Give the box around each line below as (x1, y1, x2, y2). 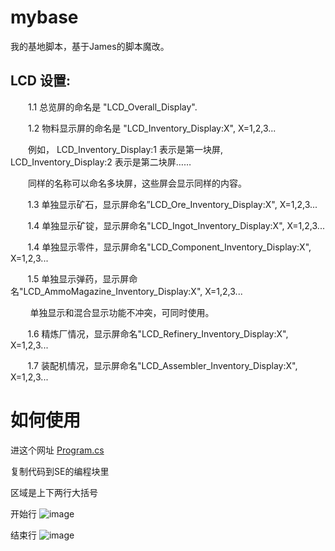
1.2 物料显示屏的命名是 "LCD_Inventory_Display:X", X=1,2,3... (27, 122, 277, 134)
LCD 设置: (10, 72, 71, 90)
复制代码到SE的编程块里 (10, 465, 110, 477)
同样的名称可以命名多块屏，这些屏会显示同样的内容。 (27, 177, 247, 189)
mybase (10, 6, 79, 29)
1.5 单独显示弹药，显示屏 (27, 272, 130, 285)
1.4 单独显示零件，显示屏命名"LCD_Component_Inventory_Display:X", (27, 241, 312, 253)
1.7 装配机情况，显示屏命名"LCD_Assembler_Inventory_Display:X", (27, 359, 298, 371)
